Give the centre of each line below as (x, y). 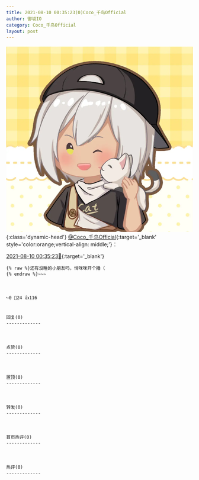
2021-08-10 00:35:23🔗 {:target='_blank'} (55, 256)
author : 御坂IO (24, 19)
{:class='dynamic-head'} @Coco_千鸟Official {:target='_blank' (81, 237)
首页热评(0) (19, 437)
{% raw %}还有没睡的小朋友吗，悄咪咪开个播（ (56, 268)
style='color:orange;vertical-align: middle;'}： (62, 244)
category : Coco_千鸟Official (41, 25)
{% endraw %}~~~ (26, 274)
